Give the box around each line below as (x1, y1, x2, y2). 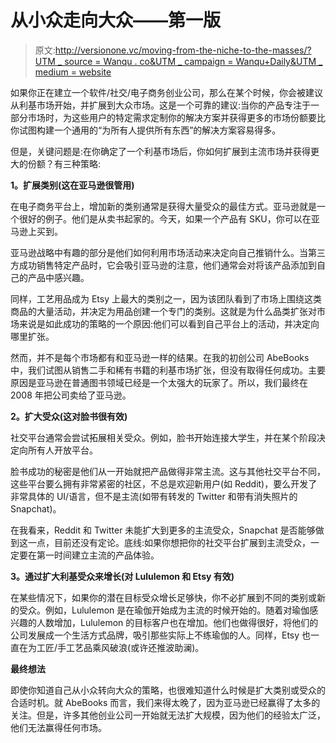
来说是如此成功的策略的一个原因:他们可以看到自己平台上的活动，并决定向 (18, 317, 320, 330)
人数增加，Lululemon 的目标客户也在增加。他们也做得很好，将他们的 (36, 616, 319, 628)
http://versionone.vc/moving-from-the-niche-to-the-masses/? (54, 44, 312, 56)
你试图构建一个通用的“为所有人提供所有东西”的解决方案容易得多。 (10, 124, 282, 136)
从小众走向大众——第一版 (10, 9, 222, 32)
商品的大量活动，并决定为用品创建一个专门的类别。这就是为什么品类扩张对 (10, 305, 317, 317)
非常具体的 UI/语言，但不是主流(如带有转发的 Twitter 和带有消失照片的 (10, 490, 298, 502)
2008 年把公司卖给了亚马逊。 (10, 389, 132, 401)
